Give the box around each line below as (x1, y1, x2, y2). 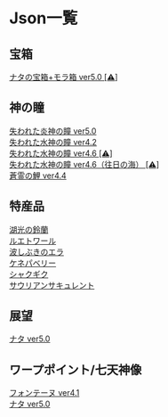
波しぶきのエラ (9, 246, 64, 257)
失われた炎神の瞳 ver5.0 (9, 126, 97, 136)
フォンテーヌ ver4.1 (9, 388, 80, 398)
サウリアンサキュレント (9, 280, 95, 290)
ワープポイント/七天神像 (9, 362, 142, 377)
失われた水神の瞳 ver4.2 (9, 136, 98, 147)
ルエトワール (9, 235, 56, 246)
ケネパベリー (9, 258, 56, 268)
